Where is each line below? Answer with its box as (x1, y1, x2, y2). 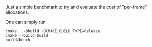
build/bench (5, 37, 30, 42)
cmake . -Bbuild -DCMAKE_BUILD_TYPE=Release (5, 29, 100, 34)
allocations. (5, 9, 29, 15)
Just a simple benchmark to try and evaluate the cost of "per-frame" (5, 4, 147, 10)
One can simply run (5, 19, 46, 25)
